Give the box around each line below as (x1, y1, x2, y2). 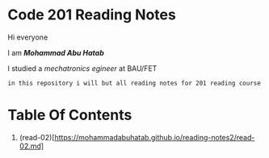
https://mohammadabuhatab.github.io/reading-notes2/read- (54, 132, 255, 142)
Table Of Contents (7, 106, 132, 124)
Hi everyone (7, 32, 48, 42)
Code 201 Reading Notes (7, 6, 177, 24)
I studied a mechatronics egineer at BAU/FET (7, 63, 158, 73)
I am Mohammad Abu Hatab (7, 48, 104, 57)
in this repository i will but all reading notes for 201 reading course (7, 79, 262, 87)
